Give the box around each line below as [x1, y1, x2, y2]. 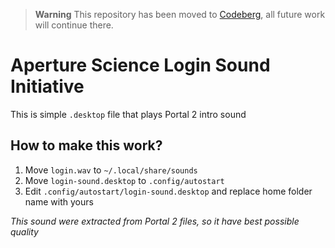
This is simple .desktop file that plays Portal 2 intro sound [10, 108, 247, 120]
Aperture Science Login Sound [10, 54, 271, 77]
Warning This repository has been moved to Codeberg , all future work [34, 9, 326, 20]
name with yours [24, 195, 94, 208]
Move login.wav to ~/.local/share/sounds [24, 164, 198, 176]
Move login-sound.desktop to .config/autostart [24, 174, 225, 186]
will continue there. [34, 19, 114, 31]
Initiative [10, 75, 85, 98]
